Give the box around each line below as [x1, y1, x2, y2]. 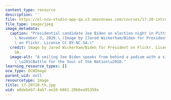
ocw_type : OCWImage [5, 69, 47, 74]
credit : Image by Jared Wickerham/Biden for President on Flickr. [10, 45, 154, 50]
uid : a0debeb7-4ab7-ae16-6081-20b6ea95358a [5, 87, 99, 92]
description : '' [5, 12, 40, 17]
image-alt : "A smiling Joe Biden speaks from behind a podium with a [10, 54, 160, 60]
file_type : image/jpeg [5, 21, 53, 27]
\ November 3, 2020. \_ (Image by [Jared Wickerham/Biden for [14, 36, 145, 41]
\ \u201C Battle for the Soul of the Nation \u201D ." [14, 59, 126, 64]
